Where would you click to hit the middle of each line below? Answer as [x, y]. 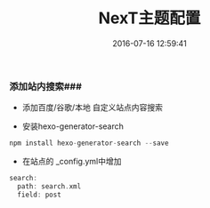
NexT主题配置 [149, 18]
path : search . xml [49, 187]
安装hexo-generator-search [73, 126]
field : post [40, 195]
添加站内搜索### [46, 86]
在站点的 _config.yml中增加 [72, 162]
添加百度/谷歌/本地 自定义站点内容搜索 [92, 108]
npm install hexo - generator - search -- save [89, 143]
